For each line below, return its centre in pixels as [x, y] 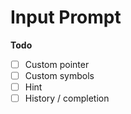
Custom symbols [59, 75]
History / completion [67, 98]
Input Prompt [66, 17]
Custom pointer [57, 64]
